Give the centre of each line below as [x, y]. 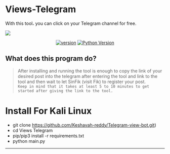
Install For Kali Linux [49, 111]
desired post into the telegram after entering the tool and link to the [88, 76]
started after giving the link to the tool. [65, 91]
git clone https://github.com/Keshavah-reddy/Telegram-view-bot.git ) [84, 125]
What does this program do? [51, 59]
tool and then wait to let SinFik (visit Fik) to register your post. [81, 82]
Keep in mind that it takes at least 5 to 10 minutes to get [83, 86]
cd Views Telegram [33, 130]
